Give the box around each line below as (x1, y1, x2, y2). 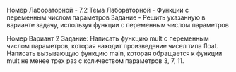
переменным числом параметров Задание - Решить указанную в (6, 13, 206, 22)
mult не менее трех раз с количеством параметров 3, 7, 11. (6, 57, 184, 65)
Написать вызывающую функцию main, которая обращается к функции (6, 49, 223, 57)
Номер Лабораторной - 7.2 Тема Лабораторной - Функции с (6, 6, 189, 14)
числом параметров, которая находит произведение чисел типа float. (6, 42, 219, 50)
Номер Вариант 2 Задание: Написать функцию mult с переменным (6, 34, 209, 43)
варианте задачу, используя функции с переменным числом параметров (6, 21, 229, 29)
